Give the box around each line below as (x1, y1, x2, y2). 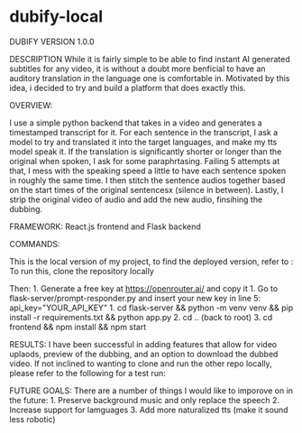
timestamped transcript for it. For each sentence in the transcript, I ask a (9, 126, 279, 137)
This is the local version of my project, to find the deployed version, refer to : (9, 255, 294, 267)
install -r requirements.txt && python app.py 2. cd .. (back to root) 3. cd (9, 311, 273, 322)
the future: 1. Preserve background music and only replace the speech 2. (9, 394, 279, 405)
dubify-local (9, 6, 104, 27)
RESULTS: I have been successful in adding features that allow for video (9, 338, 278, 349)
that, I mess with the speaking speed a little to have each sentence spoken (9, 165, 287, 176)
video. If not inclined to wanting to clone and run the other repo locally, (9, 358, 272, 369)
